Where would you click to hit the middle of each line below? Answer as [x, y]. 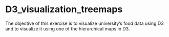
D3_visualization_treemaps [64, 9]
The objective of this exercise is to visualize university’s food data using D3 [84, 23]
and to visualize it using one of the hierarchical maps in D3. [68, 28]
